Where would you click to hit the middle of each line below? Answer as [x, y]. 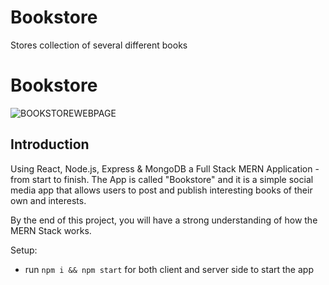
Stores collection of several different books [99, 45]
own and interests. [48, 200]
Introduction [50, 144]
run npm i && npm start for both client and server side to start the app [169, 269]
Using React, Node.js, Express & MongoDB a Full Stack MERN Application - [165, 168]
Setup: [24, 250]
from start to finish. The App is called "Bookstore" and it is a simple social [162, 179]
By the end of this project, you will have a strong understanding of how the [164, 220]
